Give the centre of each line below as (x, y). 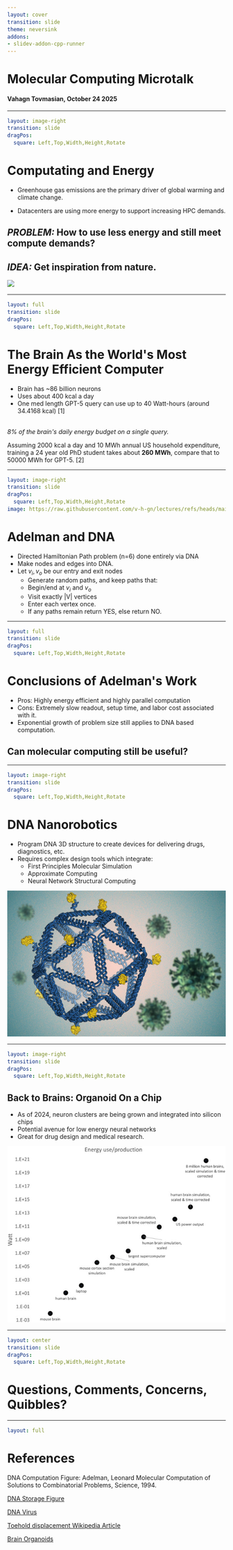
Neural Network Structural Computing (82, 881)
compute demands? (51, 243)
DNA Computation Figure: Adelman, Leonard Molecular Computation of (109, 1478)
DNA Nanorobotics (62, 825)
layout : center (29, 1340)
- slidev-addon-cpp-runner (46, 44)
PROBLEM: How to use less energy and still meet (114, 233)
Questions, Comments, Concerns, (107, 1390)
